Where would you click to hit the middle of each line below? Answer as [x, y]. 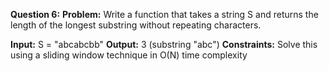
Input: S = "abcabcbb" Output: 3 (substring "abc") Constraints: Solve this [164, 44]
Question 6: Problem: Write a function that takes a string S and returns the [164, 14]
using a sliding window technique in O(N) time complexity [129, 55]
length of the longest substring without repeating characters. [136, 25]
